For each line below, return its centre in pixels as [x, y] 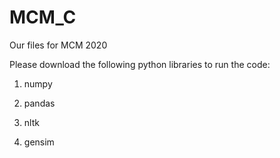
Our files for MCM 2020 [58, 45]
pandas [39, 103]
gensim [39, 142]
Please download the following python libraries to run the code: [140, 64]
